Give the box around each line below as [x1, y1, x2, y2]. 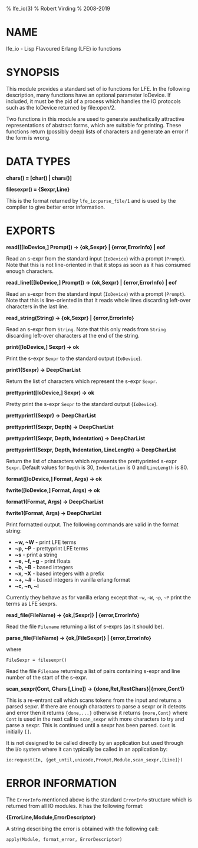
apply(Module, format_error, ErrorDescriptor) [6, 836, 123, 842]
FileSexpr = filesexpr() [6, 657, 67, 663]
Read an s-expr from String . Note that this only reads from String [6, 325, 166, 332]
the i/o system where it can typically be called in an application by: [6, 745, 168, 753]
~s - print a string [14, 551, 58, 558]
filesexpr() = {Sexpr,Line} [6, 186, 70, 193]
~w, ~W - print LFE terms [14, 539, 77, 546]
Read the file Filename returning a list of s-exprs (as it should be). [6, 623, 164, 630]
